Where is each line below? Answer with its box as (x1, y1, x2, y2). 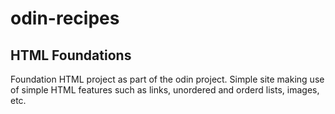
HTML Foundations (10, 47, 132, 64)
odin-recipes (10, 7, 120, 30)
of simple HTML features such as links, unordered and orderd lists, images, (10, 84, 320, 96)
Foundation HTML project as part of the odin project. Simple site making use (10, 73, 325, 85)
